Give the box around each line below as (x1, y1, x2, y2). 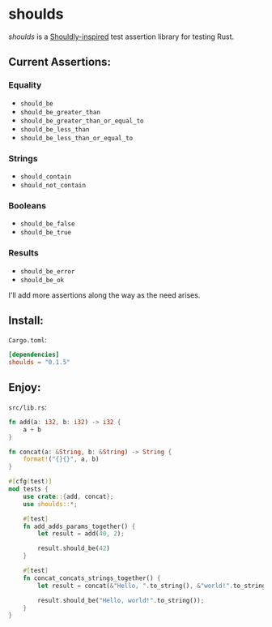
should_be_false (19, 220, 75, 228)
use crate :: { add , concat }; (23, 492, 114, 500)
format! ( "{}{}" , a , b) (23, 455, 100, 463)
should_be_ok (19, 276, 65, 284)
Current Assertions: (8, 55, 112, 69)
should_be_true (19, 229, 72, 237)
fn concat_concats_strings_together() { (23, 573, 161, 582)
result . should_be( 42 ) (37, 544, 111, 552)
